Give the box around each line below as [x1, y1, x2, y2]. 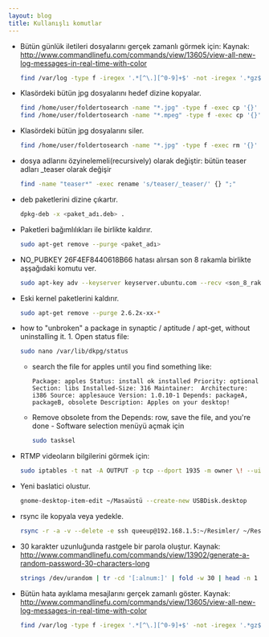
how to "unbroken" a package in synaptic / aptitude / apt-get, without [19, 323, 251, 333]
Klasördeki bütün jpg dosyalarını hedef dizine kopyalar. [19, 88, 202, 98]
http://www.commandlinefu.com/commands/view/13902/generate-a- [19, 549, 251, 559]
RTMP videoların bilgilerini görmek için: [19, 451, 150, 461]
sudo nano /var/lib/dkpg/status [19, 347, 128, 356]
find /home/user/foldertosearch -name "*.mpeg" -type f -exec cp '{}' [19, 112, 262, 120]
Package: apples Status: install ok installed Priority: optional [31, 378, 259, 386]
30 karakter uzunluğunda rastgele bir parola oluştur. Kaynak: [19, 541, 221, 551]
